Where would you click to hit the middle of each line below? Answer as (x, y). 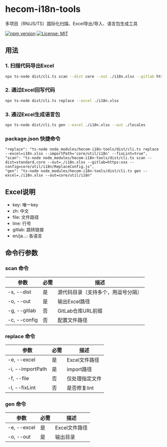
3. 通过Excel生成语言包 (33, 114)
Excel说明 (20, 192)
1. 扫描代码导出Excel (30, 66)
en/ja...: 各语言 (27, 236)
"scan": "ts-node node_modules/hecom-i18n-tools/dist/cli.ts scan (75, 158)
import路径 (80, 369)
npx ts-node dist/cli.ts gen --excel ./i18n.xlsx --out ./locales (75, 125)
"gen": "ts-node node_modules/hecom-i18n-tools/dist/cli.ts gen (73, 171)
